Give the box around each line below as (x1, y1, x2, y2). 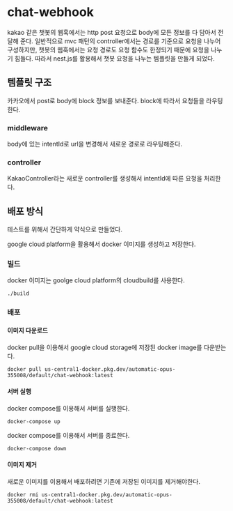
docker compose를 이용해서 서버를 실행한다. (7, 404, 130, 412)
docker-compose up (7, 418, 61, 425)
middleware (7, 123, 49, 132)
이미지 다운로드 (7, 326, 49, 335)
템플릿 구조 (7, 77, 52, 89)
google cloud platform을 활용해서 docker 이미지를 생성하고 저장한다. (7, 240, 196, 248)
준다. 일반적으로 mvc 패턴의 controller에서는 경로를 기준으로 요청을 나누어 (19, 36, 221, 45)
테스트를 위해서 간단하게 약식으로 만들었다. (7, 225, 123, 234)
